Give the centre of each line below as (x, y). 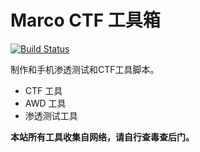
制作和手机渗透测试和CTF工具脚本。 (85, 69)
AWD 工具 (45, 103)
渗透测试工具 (51, 115)
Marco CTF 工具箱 (85, 20)
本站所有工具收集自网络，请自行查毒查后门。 (102, 137)
